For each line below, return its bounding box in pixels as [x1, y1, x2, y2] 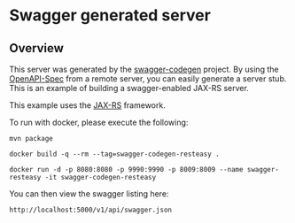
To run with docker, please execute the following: [9, 117, 189, 127]
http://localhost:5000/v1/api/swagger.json [9, 205, 173, 214]
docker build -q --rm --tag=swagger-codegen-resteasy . [9, 150, 220, 158]
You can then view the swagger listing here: [9, 188, 169, 199]
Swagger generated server [9, 5, 211, 26]
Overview [9, 41, 65, 56]
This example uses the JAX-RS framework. [9, 100, 166, 111]
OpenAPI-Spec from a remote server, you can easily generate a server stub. [9, 73, 287, 84]
